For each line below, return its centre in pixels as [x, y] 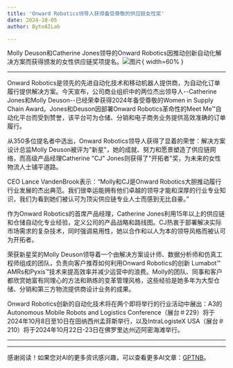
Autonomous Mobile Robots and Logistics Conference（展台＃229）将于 [111, 313]
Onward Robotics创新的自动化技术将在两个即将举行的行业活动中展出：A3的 [115, 304]
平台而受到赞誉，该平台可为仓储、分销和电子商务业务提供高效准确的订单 [122, 118]
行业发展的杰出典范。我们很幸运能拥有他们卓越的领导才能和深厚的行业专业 [113, 191]
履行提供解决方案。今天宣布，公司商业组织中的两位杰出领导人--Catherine [112, 91]
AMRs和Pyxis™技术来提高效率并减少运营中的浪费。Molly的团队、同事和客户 [115, 272]
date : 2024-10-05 [32, 20]
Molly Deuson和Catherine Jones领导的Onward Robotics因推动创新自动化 [112, 53]
